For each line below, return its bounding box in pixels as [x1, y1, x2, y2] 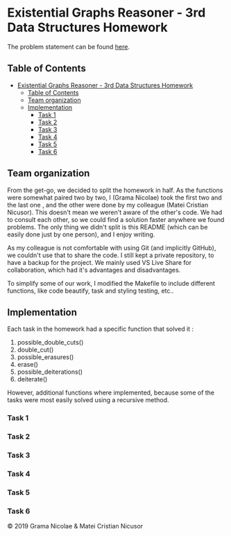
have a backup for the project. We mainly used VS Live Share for [7, 258, 192, 266]
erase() [17, 361, 38, 369]
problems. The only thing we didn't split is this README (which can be [7, 223, 208, 231]
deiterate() [17, 375, 48, 383]
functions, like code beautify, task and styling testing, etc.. [7, 286, 174, 295]
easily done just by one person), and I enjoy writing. [7, 230, 155, 239]
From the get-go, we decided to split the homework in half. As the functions [7, 186, 223, 194]
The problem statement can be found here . [7, 42, 130, 51]
